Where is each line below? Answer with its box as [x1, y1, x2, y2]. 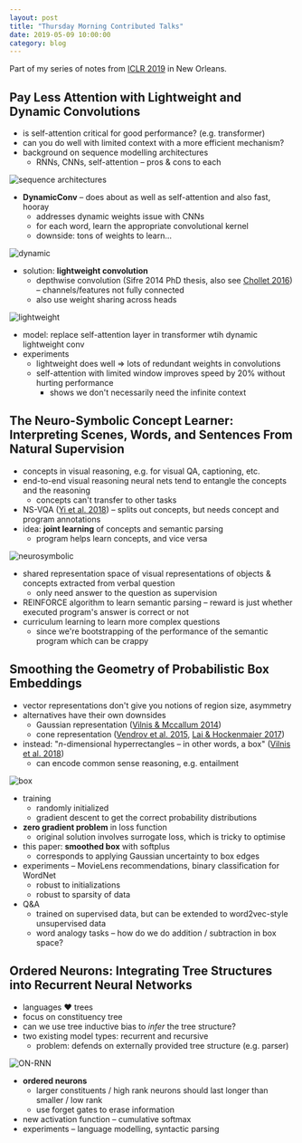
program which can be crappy [35, 635, 149, 646]
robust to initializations [35, 879, 120, 890]
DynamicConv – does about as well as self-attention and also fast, [22, 192, 271, 203]
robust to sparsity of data [35, 888, 131, 899]
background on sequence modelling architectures [22, 147, 209, 158]
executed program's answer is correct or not [22, 606, 190, 617]
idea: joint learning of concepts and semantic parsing [22, 523, 224, 534]
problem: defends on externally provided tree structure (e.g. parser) [35, 1040, 289, 1051]
